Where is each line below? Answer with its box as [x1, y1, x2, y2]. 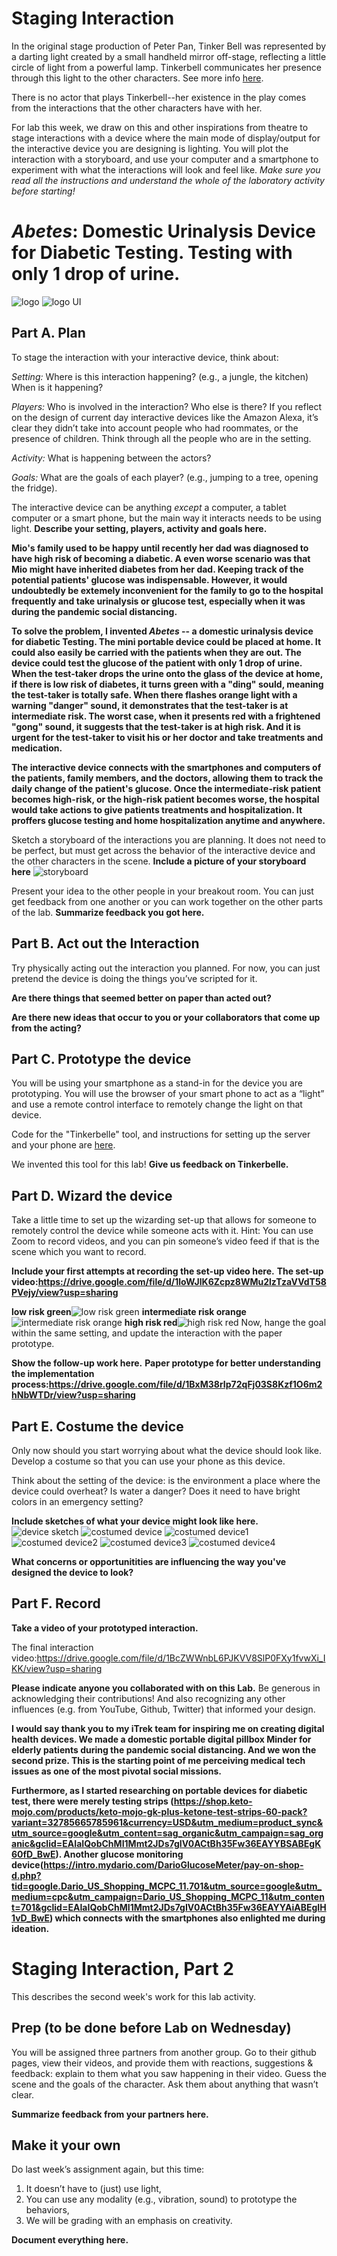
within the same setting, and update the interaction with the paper [11, 1327, 283, 1339]
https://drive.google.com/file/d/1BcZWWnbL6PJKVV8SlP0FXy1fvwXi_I [36, 1652, 326, 1664]
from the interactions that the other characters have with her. [11, 102, 263, 114]
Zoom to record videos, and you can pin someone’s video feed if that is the [11, 1235, 320, 1247]
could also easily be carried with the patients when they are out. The [11, 646, 302, 658]
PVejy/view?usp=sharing [11, 1287, 119, 1299]
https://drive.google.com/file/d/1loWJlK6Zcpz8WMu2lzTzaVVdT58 [37, 1276, 327, 1288]
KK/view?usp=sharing [11, 1662, 103, 1674]
